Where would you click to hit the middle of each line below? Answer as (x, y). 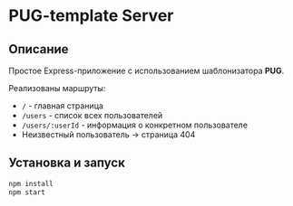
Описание (39, 49)
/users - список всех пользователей (92, 115)
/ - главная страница (62, 106)
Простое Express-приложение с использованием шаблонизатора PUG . (146, 70)
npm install (31, 183)
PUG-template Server (91, 16)
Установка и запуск (67, 163)
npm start (27, 192)
